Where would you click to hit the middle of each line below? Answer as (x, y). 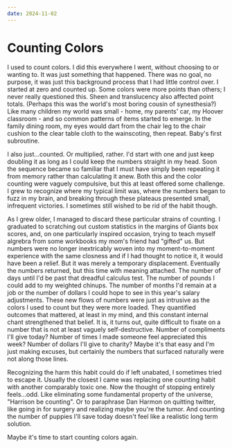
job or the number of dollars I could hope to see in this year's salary (104, 292)
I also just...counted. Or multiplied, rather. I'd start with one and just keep (111, 154)
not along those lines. (38, 359)
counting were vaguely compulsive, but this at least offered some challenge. (116, 183)
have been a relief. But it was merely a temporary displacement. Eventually (114, 263)
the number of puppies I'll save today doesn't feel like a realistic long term (113, 416)
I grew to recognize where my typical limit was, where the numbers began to (116, 190)
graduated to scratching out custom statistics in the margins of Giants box (113, 226)
